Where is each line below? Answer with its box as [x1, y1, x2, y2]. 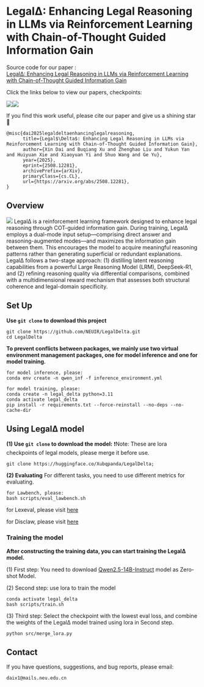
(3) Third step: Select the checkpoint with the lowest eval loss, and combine [6, 612, 197, 620]
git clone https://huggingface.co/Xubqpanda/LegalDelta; [6, 461, 155, 467]
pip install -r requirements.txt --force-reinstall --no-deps [6, 401, 168, 408]
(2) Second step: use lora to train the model [6, 584, 116, 591]
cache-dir [6, 407, 32, 413]
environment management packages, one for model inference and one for [6, 351, 198, 359]
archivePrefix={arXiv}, [22, 167, 84, 174]
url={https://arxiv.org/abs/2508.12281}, [22, 178, 130, 184]
